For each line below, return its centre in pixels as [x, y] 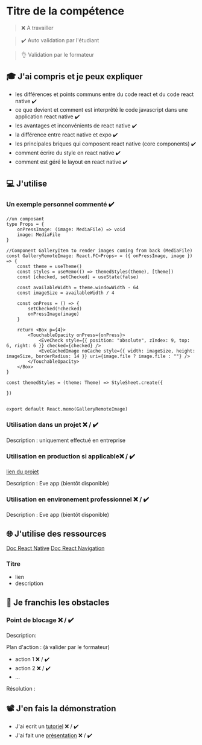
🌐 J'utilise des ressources [56, 533]
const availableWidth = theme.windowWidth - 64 [78, 288]
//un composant [25, 219]
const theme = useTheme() [50, 267]
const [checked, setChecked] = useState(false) [78, 277]
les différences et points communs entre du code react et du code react [104, 94]
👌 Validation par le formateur [58, 54]
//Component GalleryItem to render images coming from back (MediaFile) [99, 251]
